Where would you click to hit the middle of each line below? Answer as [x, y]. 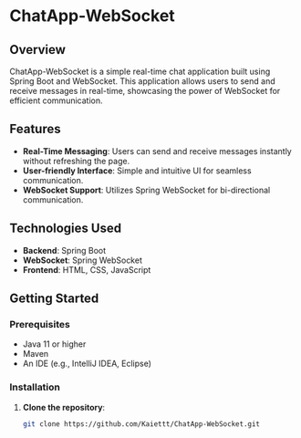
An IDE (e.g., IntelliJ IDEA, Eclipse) [87, 364]
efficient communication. [56, 100]
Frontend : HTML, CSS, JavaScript [87, 269]
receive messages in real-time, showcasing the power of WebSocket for [145, 91]
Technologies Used [65, 229]
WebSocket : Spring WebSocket [83, 260]
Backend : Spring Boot [64, 250]
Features [35, 129]
